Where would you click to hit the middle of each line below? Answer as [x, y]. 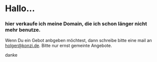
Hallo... [20, 9]
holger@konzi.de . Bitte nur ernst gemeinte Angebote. [59, 46]
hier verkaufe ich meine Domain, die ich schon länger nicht [76, 24]
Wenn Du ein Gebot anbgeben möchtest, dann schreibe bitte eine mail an [78, 41]
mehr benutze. [23, 30]
